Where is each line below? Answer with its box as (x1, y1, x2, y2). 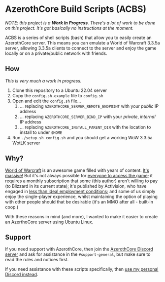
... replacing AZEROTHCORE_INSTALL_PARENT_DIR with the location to (19, 124, 151, 130)
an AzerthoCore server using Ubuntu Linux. (5, 219, 94, 225)
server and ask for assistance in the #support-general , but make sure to (5, 251, 151, 257)
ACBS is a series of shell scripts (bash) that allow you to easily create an (5, 35, 152, 40)
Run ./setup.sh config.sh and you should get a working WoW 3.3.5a (12, 134, 153, 140)
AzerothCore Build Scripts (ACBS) (5, 3, 147, 15)
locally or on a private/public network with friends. (5, 50, 107, 56)
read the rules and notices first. (5, 257, 69, 263)
